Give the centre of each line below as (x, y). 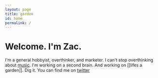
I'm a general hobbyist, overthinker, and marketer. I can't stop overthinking (79, 60)
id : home (14, 18)
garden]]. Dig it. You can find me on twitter (48, 70)
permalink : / (18, 23)
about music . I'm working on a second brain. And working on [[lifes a (74, 65)
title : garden (19, 14)
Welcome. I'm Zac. (43, 47)
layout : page (18, 9)
